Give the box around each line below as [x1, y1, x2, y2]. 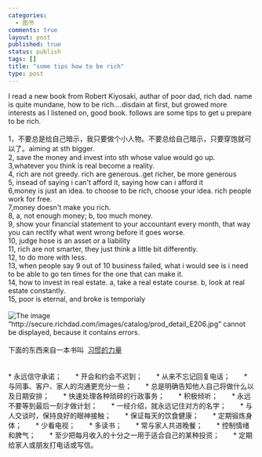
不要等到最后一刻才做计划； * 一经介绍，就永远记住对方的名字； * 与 [8, 401, 253, 410]
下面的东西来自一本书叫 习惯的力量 [8, 345, 122, 354]
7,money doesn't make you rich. [8, 202, 111, 212]
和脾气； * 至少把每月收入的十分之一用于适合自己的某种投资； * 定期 [8, 430, 253, 440]
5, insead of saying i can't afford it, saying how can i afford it [8, 177, 204, 187]
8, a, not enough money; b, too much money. [8, 211, 153, 220]
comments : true [8, 26, 58, 34]
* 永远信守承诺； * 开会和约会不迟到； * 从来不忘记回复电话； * [8, 372, 248, 381]
